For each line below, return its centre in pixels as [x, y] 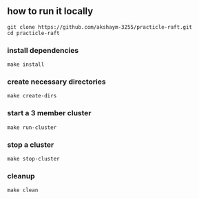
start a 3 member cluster [49, 113]
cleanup [21, 176]
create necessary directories [56, 82]
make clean [23, 190]
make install [26, 65]
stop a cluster [31, 145]
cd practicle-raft [33, 33]
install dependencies [43, 50]
